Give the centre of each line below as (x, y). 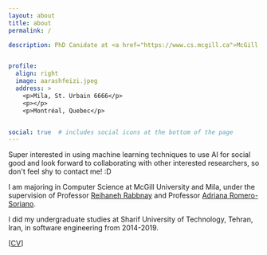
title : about (30, 23)
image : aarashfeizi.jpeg (57, 81)
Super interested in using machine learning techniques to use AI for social (130, 155)
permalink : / (30, 30)
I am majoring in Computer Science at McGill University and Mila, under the (132, 187)
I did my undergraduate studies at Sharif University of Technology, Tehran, (131, 219)
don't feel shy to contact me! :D (60, 171)
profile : (23, 66)
